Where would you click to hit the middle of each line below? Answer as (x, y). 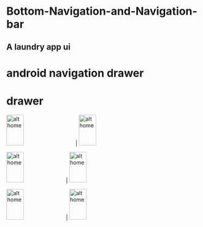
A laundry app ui (38, 47)
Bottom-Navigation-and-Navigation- (102, 11)
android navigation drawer (75, 73)
